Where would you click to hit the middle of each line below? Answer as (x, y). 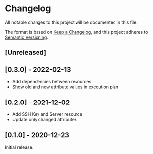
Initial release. (19, 147)
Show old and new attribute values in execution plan (65, 87)
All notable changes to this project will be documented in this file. (72, 22)
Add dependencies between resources (52, 82)
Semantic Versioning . (27, 37)
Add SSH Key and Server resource (47, 114)
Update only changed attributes (45, 119)
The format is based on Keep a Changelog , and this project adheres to (76, 32)
